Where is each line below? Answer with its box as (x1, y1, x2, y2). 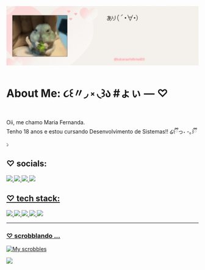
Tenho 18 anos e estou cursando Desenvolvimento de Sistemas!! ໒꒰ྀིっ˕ (6, 127, 186, 135)
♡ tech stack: (6, 193, 60, 204)
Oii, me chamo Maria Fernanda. (6, 118, 85, 126)
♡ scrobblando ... (6, 231, 61, 240)
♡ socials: (6, 159, 47, 169)
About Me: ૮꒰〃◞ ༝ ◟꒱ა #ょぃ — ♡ (6, 86, 168, 100)
